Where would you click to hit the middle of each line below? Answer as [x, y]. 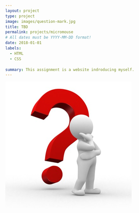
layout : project [22, 11]
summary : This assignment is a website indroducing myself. [70, 69]
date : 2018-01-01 [24, 43]
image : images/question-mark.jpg [40, 21]
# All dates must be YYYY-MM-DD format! [49, 38]
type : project [20, 16]
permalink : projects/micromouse [39, 32]
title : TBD [17, 27]
